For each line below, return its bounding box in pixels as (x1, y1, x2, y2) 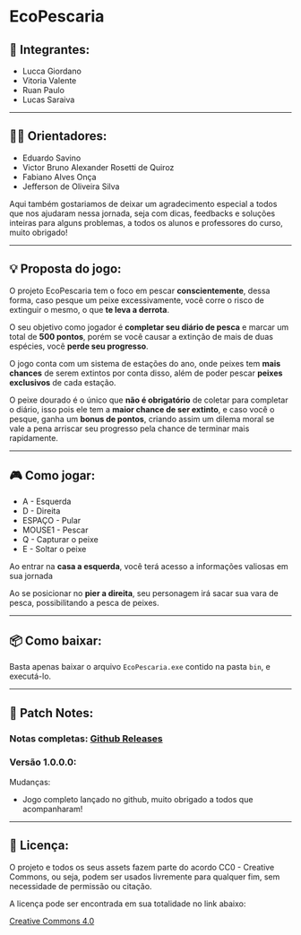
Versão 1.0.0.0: (9, 756, 77, 768)
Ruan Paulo (21, 85, 65, 95)
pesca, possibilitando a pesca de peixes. (9, 598, 159, 609)
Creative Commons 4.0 (9, 915, 95, 926)
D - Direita (21, 506, 61, 516)
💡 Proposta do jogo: (9, 262, 122, 277)
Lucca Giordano (21, 65, 82, 76)
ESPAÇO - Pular (21, 515, 82, 526)
